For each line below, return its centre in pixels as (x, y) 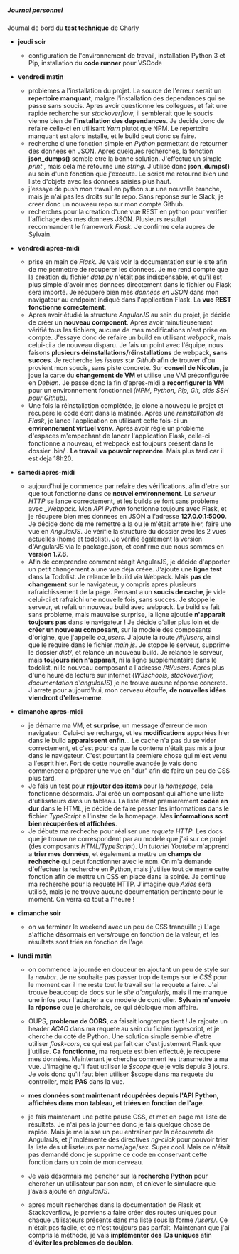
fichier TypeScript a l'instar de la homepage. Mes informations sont (128, 816)
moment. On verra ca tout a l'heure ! (81, 899)
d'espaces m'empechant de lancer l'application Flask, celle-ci (119, 436)
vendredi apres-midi (48, 248)
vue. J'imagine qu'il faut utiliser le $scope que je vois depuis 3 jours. (129, 1066)
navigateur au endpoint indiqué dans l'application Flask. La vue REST (130, 300)
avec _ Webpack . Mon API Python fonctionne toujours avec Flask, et (127, 508)
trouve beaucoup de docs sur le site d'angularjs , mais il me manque (128, 992)
